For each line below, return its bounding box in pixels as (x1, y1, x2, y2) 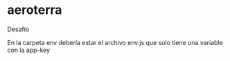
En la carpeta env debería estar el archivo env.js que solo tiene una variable (7, 38, 223, 46)
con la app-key (7, 46, 51, 54)
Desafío (7, 25, 30, 33)
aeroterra (7, 2, 62, 18)
